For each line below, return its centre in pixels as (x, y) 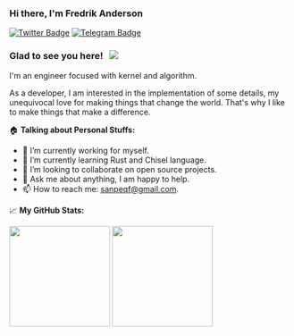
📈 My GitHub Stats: (47, 210)
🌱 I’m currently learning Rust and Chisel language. (114, 160)
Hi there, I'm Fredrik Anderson (76, 13)
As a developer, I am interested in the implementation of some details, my (144, 93)
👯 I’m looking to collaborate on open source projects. (119, 169)
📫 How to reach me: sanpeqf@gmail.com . (101, 189)
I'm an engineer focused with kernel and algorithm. (103, 75)
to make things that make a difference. (80, 112)
